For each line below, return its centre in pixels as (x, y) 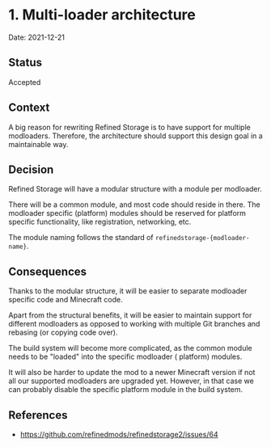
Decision (31, 169)
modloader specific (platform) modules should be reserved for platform (127, 213)
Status (25, 63)
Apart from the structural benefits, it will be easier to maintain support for (130, 315)
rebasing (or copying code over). (63, 332)
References (38, 415)
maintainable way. (38, 144)
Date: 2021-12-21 (37, 37)
